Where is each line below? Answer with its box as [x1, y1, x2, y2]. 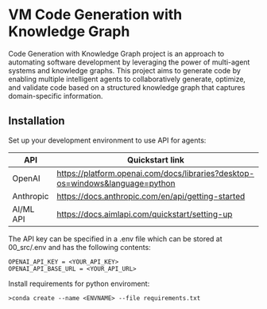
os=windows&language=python [56, 178, 176, 189]
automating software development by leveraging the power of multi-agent [8, 57, 250, 67]
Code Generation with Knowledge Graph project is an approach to [8, 49, 225, 58]
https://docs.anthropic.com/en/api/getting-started [56, 190, 246, 201]
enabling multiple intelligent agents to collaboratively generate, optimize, [8, 74, 246, 84]
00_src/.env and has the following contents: [8, 242, 151, 252]
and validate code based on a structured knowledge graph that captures [8, 82, 246, 92]
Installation [8, 114, 65, 128]
